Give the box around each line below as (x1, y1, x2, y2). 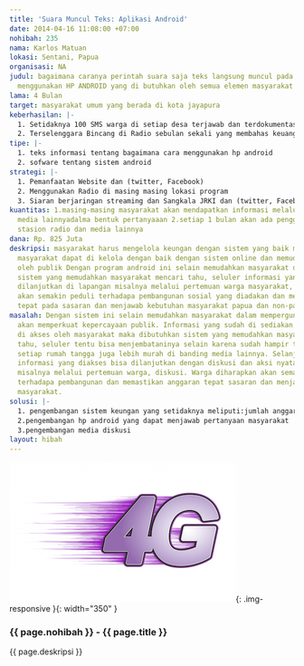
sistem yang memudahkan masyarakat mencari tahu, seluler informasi (17, 273, 281, 282)
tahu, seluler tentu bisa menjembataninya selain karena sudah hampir (17, 340, 290, 349)
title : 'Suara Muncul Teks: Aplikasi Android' (9, 14, 188, 24)
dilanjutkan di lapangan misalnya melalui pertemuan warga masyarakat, (17, 282, 294, 292)
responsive (9, 603, 52, 614)
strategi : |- (9, 168, 59, 177)
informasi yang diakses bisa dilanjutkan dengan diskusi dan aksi (17, 359, 273, 368)
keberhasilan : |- (9, 110, 75, 120)
